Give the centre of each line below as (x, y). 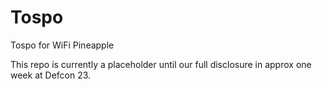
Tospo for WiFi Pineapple (62, 45)
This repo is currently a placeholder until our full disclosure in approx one (161, 64)
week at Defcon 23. (51, 75)
